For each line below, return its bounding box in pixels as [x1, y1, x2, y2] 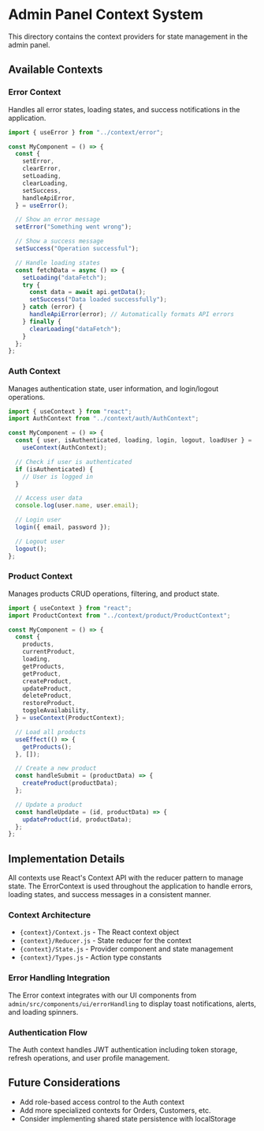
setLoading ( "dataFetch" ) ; [22, 273, 108, 281]
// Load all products [15, 728, 87, 736]
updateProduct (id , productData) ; [22, 816, 132, 824]
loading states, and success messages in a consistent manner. [8, 890, 211, 899]
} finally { [22, 318, 61, 326]
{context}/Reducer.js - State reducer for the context [19, 936, 191, 945]
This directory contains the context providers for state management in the [8, 32, 248, 41]
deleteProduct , [22, 692, 73, 700]
